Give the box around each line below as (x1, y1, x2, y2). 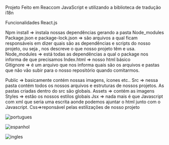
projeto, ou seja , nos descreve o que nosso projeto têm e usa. (5, 46, 136, 51)
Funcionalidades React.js (5, 20, 57, 25)
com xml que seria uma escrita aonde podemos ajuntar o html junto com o (5, 99, 161, 105)
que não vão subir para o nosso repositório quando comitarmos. (5, 67, 140, 73)
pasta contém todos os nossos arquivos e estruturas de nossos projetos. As (5, 82, 164, 89)
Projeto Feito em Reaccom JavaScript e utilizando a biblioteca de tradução (5, 5, 161, 10)
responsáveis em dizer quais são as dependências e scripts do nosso (5, 40, 151, 46)
